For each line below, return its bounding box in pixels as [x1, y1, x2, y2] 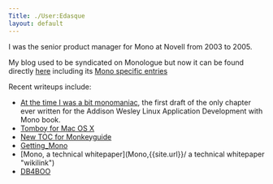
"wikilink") [19, 157, 55, 167]
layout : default [8, 19, 63, 28]
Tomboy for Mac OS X [19, 123, 95, 133]
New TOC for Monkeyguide [19, 131, 112, 142]
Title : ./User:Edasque [8, 11, 85, 20]
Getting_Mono [19, 140, 68, 150]
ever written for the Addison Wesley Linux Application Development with [19, 106, 263, 116]
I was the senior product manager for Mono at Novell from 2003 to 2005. [8, 41, 253, 51]
